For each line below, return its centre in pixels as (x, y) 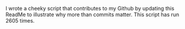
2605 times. (20, 21)
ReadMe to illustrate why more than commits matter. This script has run (92, 14)
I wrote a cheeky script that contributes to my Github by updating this (90, 8)
